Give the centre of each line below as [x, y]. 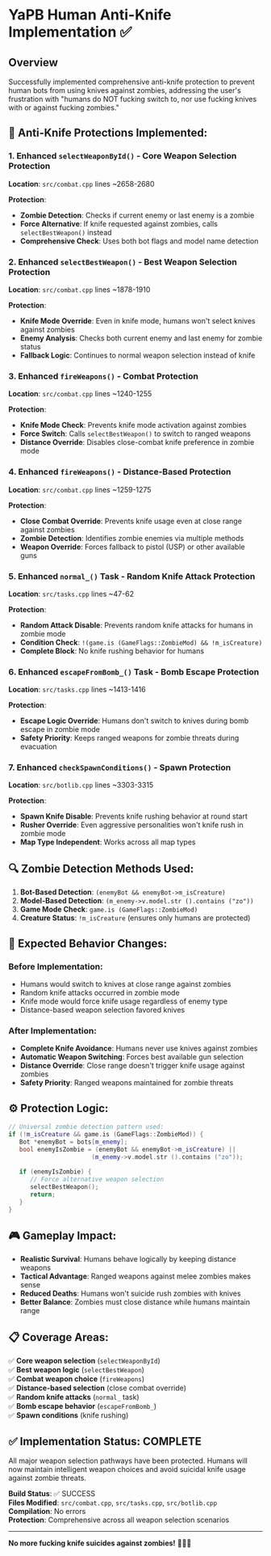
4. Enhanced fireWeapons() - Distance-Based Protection [120, 472]
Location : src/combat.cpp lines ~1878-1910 [79, 290]
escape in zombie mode [60, 729]
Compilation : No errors [47, 1512]
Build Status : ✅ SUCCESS [52, 1494]
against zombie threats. [48, 1478]
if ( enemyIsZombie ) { [55, 1172]
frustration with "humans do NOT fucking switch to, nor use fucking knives [133, 99]
